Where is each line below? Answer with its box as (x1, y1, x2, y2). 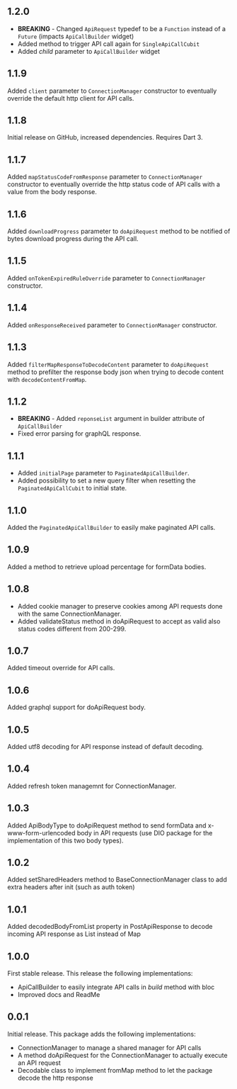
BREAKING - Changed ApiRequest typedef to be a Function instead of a (17, 24, 226, 33)
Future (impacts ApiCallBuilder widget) (17, 32, 134, 40)
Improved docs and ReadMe (17, 991, 100, 999)
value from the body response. (7, 188, 98, 196)
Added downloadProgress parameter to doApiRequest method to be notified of (7, 227, 231, 236)
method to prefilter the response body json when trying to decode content (7, 368, 224, 376)
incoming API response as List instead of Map (7, 930, 141, 938)
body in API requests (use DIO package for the (76, 828, 213, 837)
